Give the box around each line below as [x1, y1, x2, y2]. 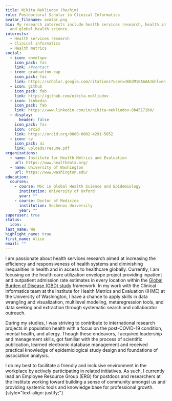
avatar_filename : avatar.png [5, 17, 68, 22]
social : [5, 50, 22, 55]
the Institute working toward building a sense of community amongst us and [5, 378, 166, 385]
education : [5, 174, 29, 179]
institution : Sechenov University [18, 203, 93, 208]
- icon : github [10, 84, 42, 89]
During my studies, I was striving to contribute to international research [5, 319, 155, 326]
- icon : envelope [10, 55, 47, 61]
